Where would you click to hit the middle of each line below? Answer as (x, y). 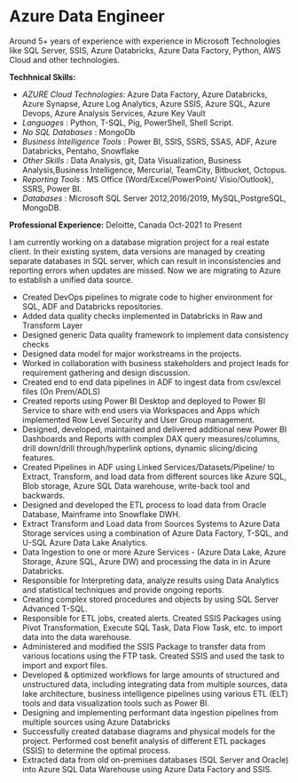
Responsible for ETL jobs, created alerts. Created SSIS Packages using (152, 618)
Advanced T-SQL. (55, 608)
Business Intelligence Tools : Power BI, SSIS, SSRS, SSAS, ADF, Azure (149, 141)
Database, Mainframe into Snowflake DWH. (101, 514)
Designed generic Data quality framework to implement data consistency (156, 334)
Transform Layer (52, 325)
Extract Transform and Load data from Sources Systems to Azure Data (151, 523)
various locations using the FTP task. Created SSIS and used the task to (153, 656)
